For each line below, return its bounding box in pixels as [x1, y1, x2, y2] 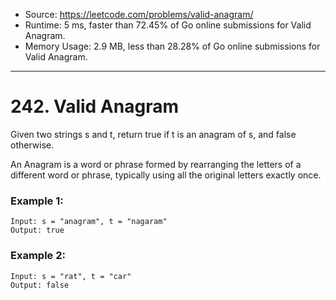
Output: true [10, 225, 65, 236]
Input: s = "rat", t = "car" [10, 271, 132, 281]
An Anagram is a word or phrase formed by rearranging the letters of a [10, 158, 302, 170]
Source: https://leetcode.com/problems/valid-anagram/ [24, 9, 254, 20]
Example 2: [10, 249, 66, 263]
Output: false [10, 280, 70, 290]
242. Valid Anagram [10, 95, 179, 118]
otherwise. [10, 139, 55, 151]
